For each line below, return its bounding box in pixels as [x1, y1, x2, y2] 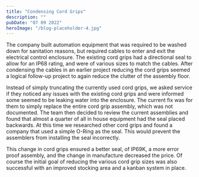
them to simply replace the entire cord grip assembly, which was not [6, 103, 173, 110]
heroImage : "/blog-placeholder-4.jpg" [6, 25, 102, 31]
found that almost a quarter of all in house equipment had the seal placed [6, 116, 185, 123]
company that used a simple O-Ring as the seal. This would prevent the [6, 128, 181, 135]
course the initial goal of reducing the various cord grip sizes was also [6, 158, 178, 165]
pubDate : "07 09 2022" [6, 19, 62, 25]
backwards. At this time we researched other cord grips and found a [6, 122, 173, 129]
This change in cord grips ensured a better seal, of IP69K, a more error [6, 146, 179, 153]
